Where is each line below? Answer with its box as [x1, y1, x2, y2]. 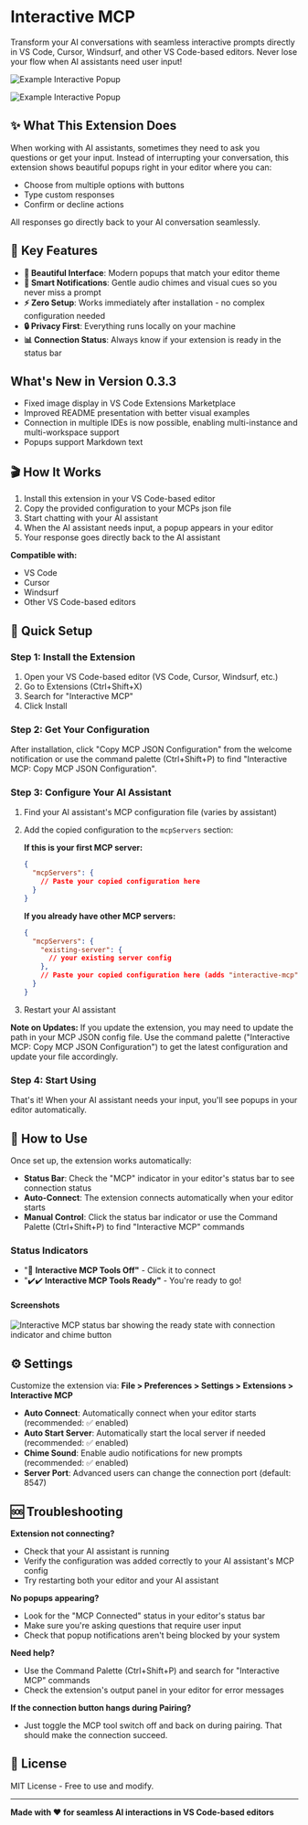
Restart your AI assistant [23, 1003, 117, 1015]
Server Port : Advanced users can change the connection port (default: [23, 1468, 292, 1479]
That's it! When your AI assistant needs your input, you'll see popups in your [10, 1095, 298, 1106]
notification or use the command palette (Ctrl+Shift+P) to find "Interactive [10, 754, 288, 765]
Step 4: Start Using [10, 1074, 97, 1087]
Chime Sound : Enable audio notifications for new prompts [23, 1448, 243, 1459]
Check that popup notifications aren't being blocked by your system [23, 1629, 281, 1641]
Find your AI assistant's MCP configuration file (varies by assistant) [23, 807, 278, 818]
